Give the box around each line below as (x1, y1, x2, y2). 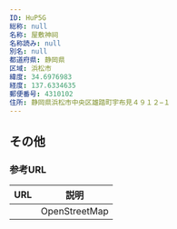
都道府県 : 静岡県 (9, 55, 65, 65)
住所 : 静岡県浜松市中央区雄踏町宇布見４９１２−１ (9, 97, 171, 107)
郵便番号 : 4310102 (9, 89, 74, 98)
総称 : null (9, 22, 48, 31)
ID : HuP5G (9, 13, 47, 23)
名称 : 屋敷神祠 (9, 30, 59, 39)
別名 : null (9, 47, 48, 56)
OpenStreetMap (40, 205, 109, 218)
